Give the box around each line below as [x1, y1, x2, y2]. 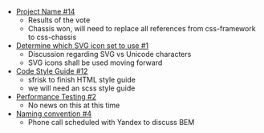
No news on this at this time [27, 100, 120, 110]
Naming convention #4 [15, 109, 92, 119]
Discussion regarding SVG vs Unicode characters [27, 50, 192, 58]
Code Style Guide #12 [15, 66, 88, 75]
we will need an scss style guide [27, 83, 136, 93]
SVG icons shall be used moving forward [27, 58, 163, 67]
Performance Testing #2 [15, 92, 97, 101]
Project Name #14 [15, 7, 75, 16]
